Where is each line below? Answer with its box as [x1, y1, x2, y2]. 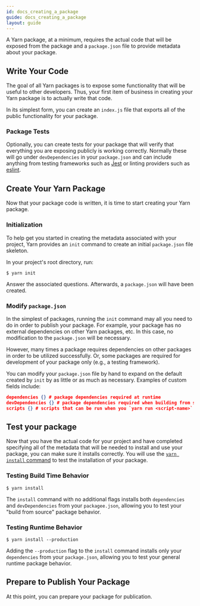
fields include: [6, 382, 41, 389]
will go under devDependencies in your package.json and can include [6, 153, 172, 161]
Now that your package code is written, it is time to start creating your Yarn [6, 199, 190, 206]
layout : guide [6, 20, 42, 26]
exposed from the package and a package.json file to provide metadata [6, 42, 180, 50]
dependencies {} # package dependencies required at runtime [6, 394, 161, 400]
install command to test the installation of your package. [6, 457, 148, 464]
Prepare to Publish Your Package [6, 577, 130, 588]
